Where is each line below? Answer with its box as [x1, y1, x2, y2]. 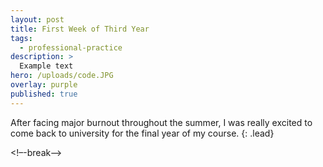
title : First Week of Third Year [10, 24, 150, 34]
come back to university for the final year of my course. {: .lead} [10, 127, 275, 139]
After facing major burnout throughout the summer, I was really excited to [10, 116, 313, 128]
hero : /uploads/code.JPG [10, 71, 114, 81]
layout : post [10, 14, 65, 25]
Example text [19, 61, 74, 71]
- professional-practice [19, 42, 123, 53]
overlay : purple [10, 80, 78, 90]
